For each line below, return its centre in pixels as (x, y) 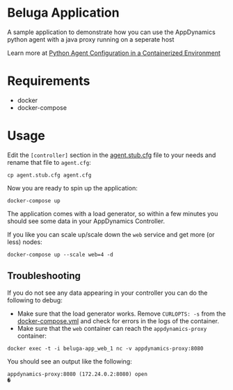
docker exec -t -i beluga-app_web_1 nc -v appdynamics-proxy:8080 (105, 348)
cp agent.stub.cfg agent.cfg (49, 175)
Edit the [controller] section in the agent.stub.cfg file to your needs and (112, 155)
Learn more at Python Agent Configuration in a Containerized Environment (114, 53)
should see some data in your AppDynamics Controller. (86, 221)
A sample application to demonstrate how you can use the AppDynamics (111, 32)
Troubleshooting (44, 276)
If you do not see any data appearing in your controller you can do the (107, 293)
